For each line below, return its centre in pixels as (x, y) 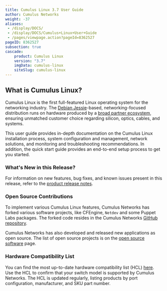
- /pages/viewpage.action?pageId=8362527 (51, 38)
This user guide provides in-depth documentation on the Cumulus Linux (79, 133)
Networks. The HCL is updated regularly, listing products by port (72, 278)
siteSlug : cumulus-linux (40, 70)
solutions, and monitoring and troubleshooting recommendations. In (75, 144)
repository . (16, 223)
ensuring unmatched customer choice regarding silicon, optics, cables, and (83, 118)
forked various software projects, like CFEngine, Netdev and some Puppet (81, 213)
